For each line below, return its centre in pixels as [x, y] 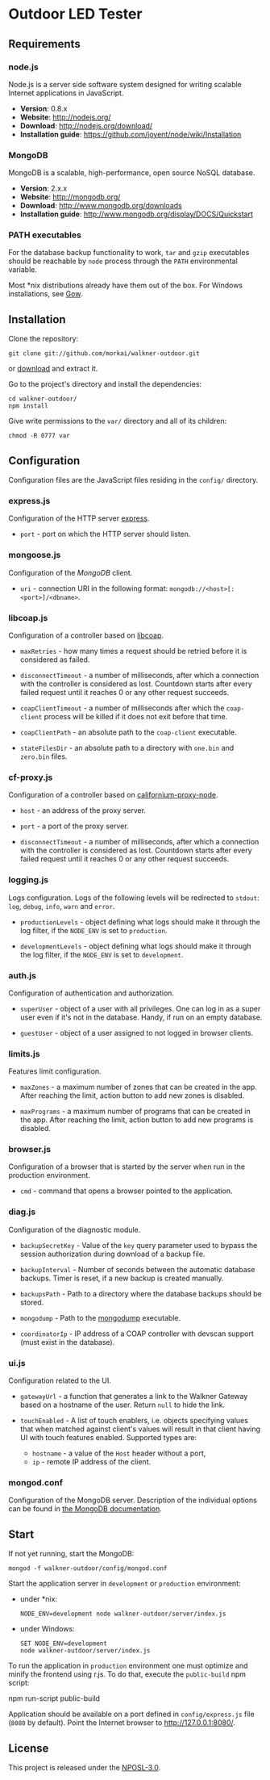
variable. [23, 270]
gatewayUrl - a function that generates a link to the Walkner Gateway [134, 1397]
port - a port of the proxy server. [74, 826]
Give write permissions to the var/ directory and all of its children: [118, 421]
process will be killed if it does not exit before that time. [136, 716]
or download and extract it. [53, 369]
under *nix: [39, 1599]
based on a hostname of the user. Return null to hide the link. [123, 1405]
